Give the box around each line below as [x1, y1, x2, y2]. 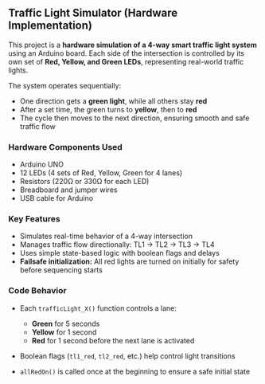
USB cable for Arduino [19, 194, 94, 203]
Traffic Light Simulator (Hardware [8, 6, 177, 20]
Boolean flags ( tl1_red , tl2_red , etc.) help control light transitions [19, 351, 236, 361]
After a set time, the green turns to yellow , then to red [19, 104, 197, 114]
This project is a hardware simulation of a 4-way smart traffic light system [8, 40, 257, 49]
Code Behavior [8, 285, 67, 296]
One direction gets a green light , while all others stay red [19, 96, 208, 106]
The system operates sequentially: [8, 80, 122, 90]
